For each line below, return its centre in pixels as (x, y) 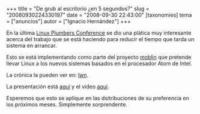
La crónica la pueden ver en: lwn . (47, 75)
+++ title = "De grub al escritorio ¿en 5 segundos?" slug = (78, 9)
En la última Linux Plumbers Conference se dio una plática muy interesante (99, 33)
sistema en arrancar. (32, 45)
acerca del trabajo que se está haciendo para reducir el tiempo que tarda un (100, 39)
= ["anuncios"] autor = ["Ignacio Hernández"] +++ (68, 21)
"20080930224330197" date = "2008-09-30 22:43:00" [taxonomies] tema (99, 15)
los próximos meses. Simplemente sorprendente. (67, 104)
